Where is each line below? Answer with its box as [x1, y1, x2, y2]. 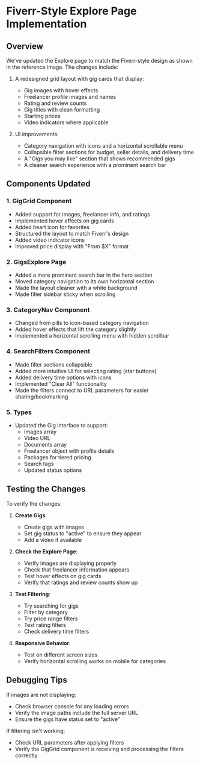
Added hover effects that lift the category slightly [14, 326, 137, 333]
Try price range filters [23, 615, 78, 622]
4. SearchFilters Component [6, 347, 91, 356]
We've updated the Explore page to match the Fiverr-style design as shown [6, 57, 193, 64]
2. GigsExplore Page [6, 257, 67, 266]
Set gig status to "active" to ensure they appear [23, 529, 142, 537]
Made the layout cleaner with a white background [14, 284, 138, 291]
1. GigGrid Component [6, 197, 72, 206]
